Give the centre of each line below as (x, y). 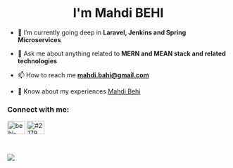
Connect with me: (38, 109)
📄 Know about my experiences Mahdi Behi (79, 91)
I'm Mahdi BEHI (118, 13)
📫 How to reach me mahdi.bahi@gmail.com (83, 75)
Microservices (39, 39)
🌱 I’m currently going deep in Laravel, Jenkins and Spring (102, 32)
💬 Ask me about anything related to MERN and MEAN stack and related (122, 53)
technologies (37, 60)
